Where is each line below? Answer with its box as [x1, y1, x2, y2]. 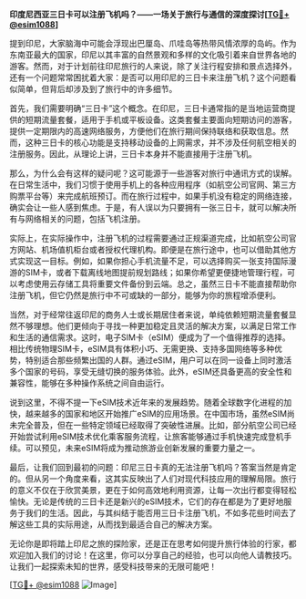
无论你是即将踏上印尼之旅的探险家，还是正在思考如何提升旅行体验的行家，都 [9, 538, 297, 549]
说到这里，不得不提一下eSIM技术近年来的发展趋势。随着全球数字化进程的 [9, 397, 284, 408]
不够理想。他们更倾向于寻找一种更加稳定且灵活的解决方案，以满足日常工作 [16, 321, 297, 331]
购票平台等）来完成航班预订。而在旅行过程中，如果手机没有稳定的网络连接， [9, 191, 297, 201]
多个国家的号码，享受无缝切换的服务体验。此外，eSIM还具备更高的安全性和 [9, 367, 292, 377]
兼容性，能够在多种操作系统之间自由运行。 [9, 377, 169, 388]
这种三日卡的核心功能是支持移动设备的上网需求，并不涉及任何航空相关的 [25, 137, 297, 148]
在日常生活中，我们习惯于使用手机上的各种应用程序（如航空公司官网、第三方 [9, 180, 297, 190]
